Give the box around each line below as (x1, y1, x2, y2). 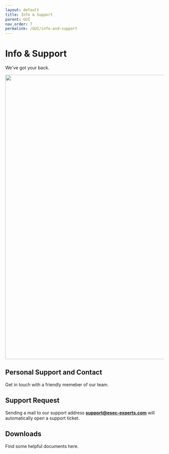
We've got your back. (5, 65, 50, 71)
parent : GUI (5, 17, 30, 22)
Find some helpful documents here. (5, 443, 79, 449)
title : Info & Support (5, 12, 53, 17)
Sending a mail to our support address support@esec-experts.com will (5, 410, 155, 416)
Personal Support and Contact (5, 368, 102, 377)
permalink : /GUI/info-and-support (5, 26, 78, 31)
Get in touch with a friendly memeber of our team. (5, 381, 109, 387)
